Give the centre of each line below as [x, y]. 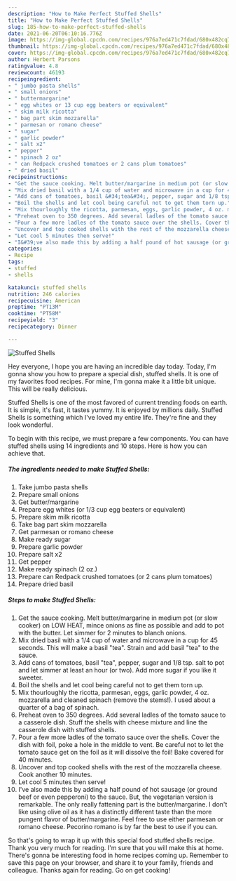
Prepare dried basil [46, 584]
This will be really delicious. [48, 389]
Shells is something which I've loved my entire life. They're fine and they [112, 417]
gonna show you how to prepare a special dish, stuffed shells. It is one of [113, 373]
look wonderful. [30, 425]
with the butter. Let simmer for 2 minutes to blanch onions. [103, 632]
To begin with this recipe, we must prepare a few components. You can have [118, 438]
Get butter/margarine [48, 502]
